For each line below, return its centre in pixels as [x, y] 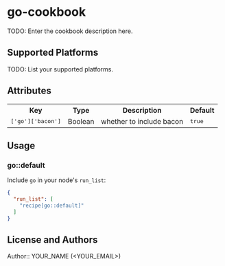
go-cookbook [47, 12]
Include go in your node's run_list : [57, 180]
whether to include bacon [142, 121]
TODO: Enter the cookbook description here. [70, 31]
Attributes [29, 91]
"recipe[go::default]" [52, 206]
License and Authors [52, 240]
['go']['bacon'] [36, 121]
